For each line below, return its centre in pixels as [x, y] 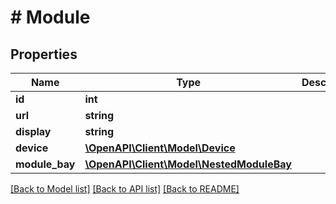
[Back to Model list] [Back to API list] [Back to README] [125, 189]
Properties [44, 54]
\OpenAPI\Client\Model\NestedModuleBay [188, 164]
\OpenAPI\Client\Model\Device [160, 148]
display [33, 131]
